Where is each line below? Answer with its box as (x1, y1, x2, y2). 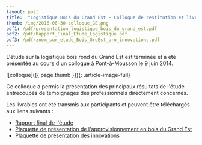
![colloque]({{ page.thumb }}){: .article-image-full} (6, 72, 130, 78)
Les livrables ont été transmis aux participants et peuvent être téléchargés (6, 101, 191, 108)
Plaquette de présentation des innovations (14, 132, 120, 139)
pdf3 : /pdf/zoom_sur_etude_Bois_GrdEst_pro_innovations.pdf (6, 37, 161, 43)
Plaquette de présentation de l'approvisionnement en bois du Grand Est (14, 126, 192, 132)
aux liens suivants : (6, 108, 54, 114)
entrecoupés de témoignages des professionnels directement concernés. (6, 90, 188, 96)
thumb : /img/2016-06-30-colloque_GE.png (6, 20, 109, 26)
